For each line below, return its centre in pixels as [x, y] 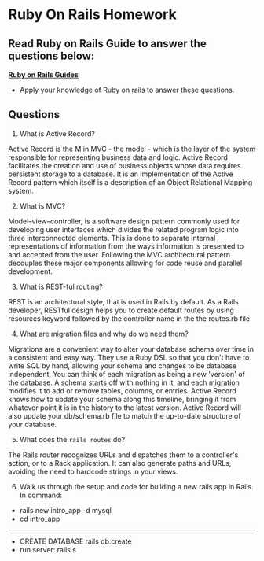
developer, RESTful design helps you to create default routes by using [121, 310]
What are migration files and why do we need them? [104, 334]
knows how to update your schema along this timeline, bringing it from [122, 399]
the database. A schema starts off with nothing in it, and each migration [124, 382]
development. [30, 271]
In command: [41, 495]
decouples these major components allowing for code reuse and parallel [125, 263]
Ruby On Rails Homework [92, 15]
